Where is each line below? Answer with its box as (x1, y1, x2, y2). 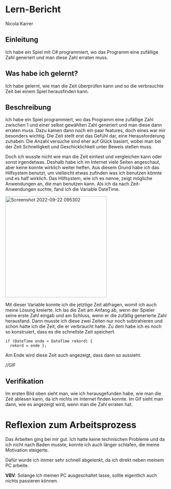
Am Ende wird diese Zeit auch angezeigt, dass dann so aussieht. (5, 352, 142, 359)
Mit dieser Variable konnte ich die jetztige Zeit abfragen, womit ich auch (5, 302, 157, 308)
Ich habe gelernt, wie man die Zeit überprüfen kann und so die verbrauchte (5, 83, 164, 89)
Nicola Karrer (5, 20, 33, 27)
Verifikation (5, 377, 44, 386)
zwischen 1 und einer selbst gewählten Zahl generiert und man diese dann (5, 122, 162, 128)
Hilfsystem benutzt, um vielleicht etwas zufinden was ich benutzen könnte (5, 170, 162, 176)
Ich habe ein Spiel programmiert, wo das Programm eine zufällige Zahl (5, 117, 154, 123)
